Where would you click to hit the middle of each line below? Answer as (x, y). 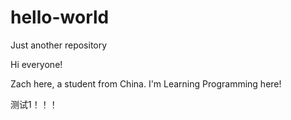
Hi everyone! (36, 64)
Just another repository (59, 45)
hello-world (60, 17)
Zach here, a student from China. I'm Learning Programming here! (146, 83)
